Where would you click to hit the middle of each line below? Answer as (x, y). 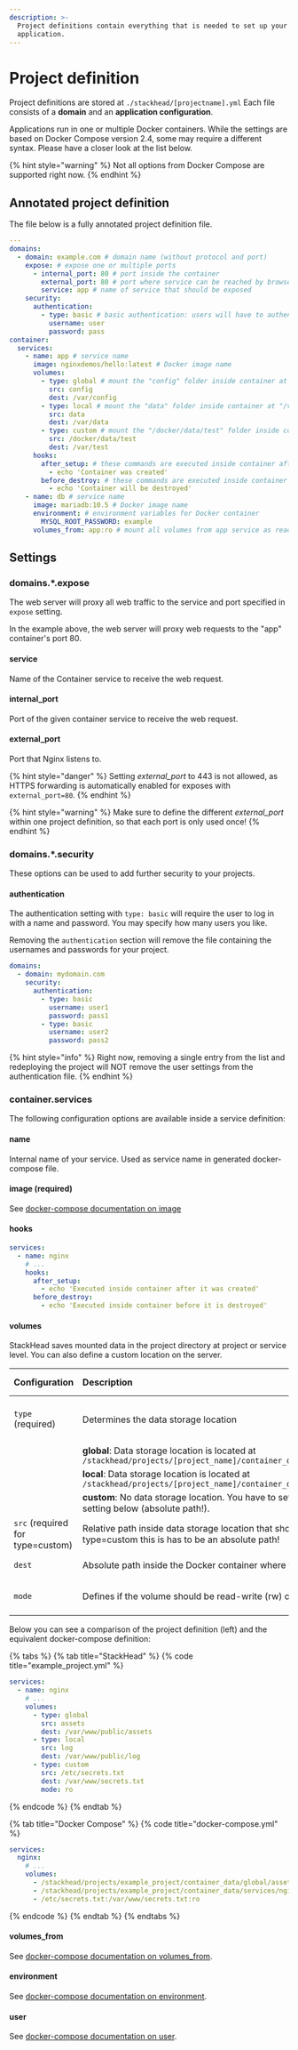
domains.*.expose (50, 583)
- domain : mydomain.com (61, 975)
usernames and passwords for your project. (89, 950)
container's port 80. (45, 639)
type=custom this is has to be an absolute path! (181, 1540)
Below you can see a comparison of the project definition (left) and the (138, 1629)
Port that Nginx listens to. (55, 759)
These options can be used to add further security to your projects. (132, 873)
